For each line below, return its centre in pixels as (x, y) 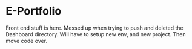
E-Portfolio (34, 11)
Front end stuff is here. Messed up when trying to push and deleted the (94, 28)
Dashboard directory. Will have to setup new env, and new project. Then (96, 34)
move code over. (27, 41)
